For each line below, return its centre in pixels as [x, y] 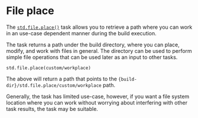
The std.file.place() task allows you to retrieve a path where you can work [99, 27]
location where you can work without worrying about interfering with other [97, 102]
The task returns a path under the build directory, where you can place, [93, 45]
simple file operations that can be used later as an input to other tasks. [92, 57]
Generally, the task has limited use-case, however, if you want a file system [98, 96]
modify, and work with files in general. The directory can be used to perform [99, 50]
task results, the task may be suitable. [52, 109]
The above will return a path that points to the [61, 79]
